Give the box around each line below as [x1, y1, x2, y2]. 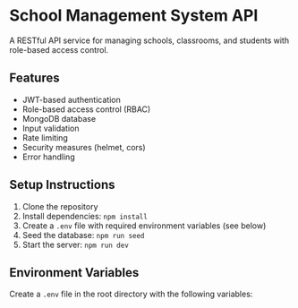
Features [9, 71, 60, 86]
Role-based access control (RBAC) [21, 104, 151, 115]
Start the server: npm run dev [21, 239, 130, 250]
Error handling [21, 151, 75, 162]
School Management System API [9, 5, 259, 26]
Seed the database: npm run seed [21, 229, 145, 240]
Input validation [21, 123, 80, 133]
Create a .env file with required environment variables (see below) [21, 220, 267, 231]
